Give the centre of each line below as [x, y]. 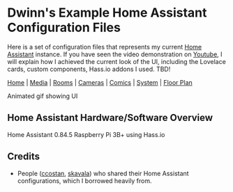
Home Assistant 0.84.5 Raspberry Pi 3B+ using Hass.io [86, 134]
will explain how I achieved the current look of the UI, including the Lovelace [117, 61]
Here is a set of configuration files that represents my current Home [105, 47]
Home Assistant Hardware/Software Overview [110, 118]
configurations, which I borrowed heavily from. [84, 181]
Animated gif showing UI [43, 96]
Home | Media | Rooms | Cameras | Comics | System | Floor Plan [100, 82]
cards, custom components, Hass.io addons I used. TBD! [89, 69]
